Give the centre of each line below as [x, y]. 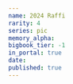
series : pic [28, 30]
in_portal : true [35, 53]
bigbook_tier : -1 [37, 46]
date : [17, 61]
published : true [35, 68]
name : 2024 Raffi [37, 16]
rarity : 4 [25, 23]
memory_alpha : [32, 38]
